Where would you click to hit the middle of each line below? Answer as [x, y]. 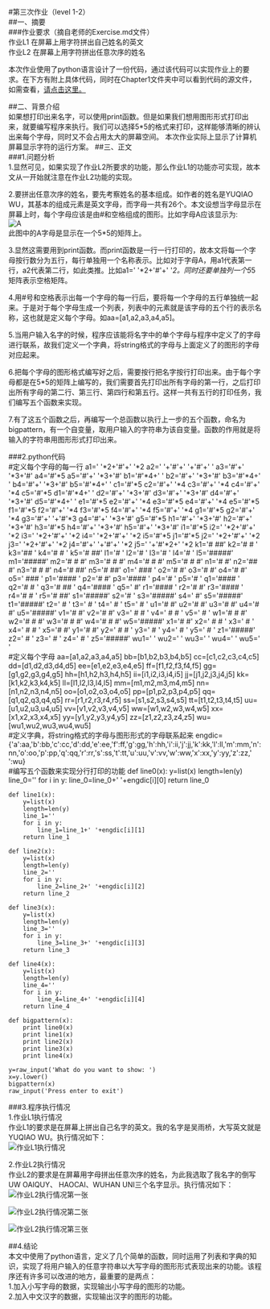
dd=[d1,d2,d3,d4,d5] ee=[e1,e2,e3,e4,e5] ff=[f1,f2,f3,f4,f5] [105, 666]
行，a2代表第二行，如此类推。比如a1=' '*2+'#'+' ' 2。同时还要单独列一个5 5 [132, 270]
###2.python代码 [37, 457]
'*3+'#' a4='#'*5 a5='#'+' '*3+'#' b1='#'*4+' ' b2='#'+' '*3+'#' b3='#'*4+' [135, 476]
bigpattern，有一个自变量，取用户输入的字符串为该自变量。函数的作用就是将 [135, 429]
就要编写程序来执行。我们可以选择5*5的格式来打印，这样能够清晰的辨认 [141, 127]
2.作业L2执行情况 [37, 1164]
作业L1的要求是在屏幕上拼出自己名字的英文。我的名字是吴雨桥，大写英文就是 [135, 1127]
